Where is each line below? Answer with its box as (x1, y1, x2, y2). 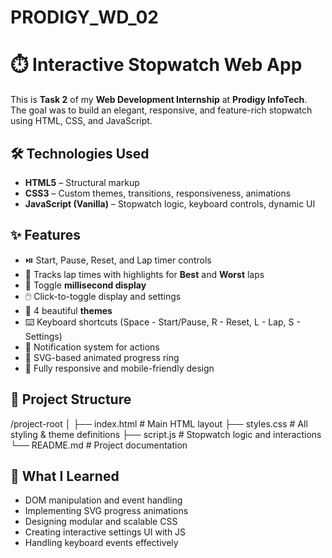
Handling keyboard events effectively (24, 537, 179, 549)
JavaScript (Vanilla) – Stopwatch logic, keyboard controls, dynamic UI (24, 197, 316, 210)
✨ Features (10, 227, 81, 244)
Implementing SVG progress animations (24, 505, 189, 517)
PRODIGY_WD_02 (10, 6, 159, 29)
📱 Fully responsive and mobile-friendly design (24, 362, 215, 374)
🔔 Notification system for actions (24, 341, 160, 353)
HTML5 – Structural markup (24, 176, 140, 188)
